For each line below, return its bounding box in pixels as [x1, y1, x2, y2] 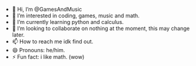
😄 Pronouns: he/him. [11, 47, 65, 53]
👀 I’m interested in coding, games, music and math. [11, 12, 140, 19]
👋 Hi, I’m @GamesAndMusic [11, 6, 82, 13]
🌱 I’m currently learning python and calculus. [11, 19, 124, 25]
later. [11, 31, 25, 38]
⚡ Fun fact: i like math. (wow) [11, 53, 85, 60]
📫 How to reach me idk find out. [11, 38, 94, 45]
